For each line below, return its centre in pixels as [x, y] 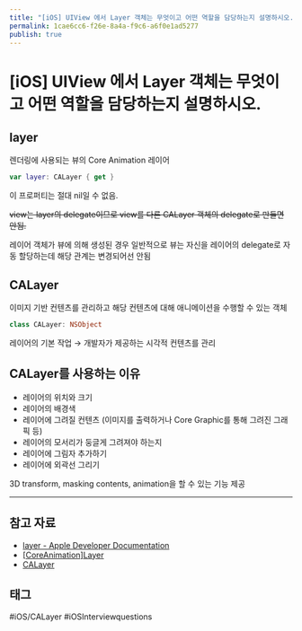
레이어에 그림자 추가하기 [65, 453]
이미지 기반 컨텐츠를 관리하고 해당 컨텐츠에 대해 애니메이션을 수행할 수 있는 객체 [148, 308]
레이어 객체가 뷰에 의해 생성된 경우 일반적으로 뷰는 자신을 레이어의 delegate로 [145, 245]
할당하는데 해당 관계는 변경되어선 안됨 [84, 256]
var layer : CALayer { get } [62, 177]
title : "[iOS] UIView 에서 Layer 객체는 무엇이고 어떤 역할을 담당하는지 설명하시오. [151, 18]
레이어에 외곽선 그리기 [61, 464]
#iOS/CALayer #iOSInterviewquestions [81, 617]
